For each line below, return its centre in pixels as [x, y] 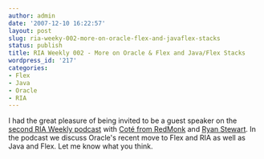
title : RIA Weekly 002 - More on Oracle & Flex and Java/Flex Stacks [127, 53]
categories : [28, 68]
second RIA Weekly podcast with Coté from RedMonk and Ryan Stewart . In [132, 129]
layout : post [30, 31]
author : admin [32, 16]
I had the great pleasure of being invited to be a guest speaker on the [123, 120]
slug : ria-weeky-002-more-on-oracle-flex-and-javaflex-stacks [114, 38]
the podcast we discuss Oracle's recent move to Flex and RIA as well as [127, 138]
